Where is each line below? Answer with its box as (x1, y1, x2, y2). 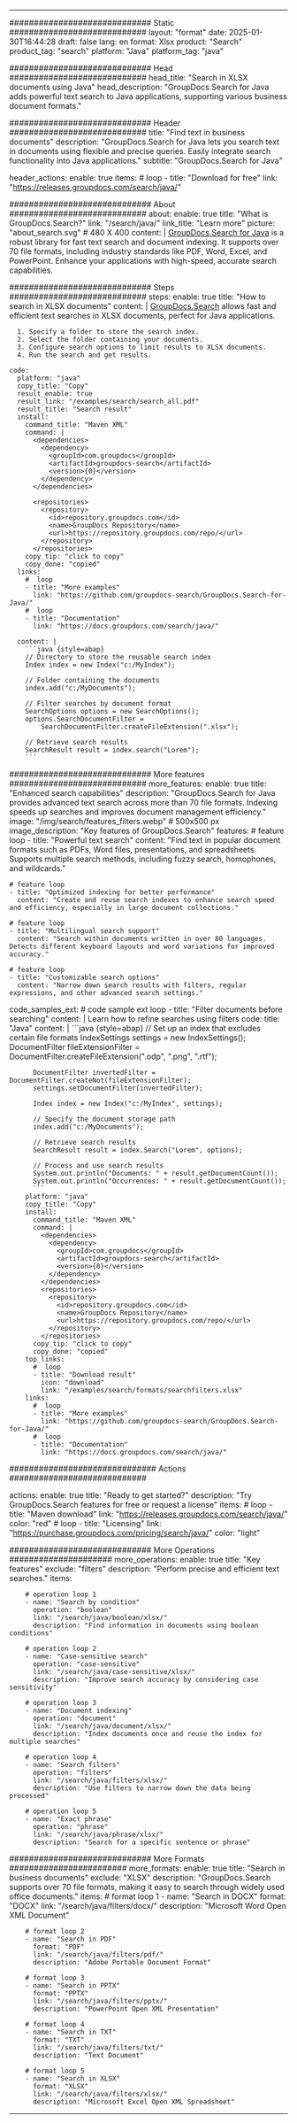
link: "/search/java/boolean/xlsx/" (32, 1613, 168, 1622)
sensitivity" (9, 1683, 57, 1692)
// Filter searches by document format (25, 699, 172, 708)
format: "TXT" (32, 2035, 86, 2044)
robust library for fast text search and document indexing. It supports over (9, 236, 279, 247)
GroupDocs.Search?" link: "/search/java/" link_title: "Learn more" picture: (9, 218, 276, 228)
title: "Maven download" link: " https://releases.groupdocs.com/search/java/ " (9, 1509, 288, 1519)
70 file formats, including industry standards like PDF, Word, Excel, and (9, 246, 268, 257)
